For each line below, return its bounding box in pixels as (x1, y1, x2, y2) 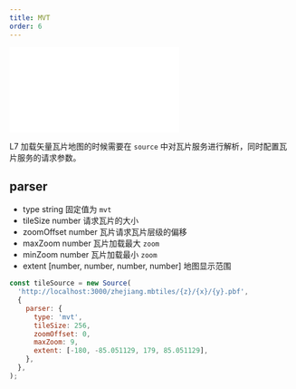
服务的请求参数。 (16, 151, 81, 163)
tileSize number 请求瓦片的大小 (22, 215, 139, 227)
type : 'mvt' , (33, 312, 83, 322)
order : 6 (9, 22, 43, 31)
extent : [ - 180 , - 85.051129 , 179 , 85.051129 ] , (33, 346, 208, 355)
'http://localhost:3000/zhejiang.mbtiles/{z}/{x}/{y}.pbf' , (17, 287, 249, 297)
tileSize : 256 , (33, 321, 91, 330)
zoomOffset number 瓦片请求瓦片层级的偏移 (22, 227, 187, 238)
